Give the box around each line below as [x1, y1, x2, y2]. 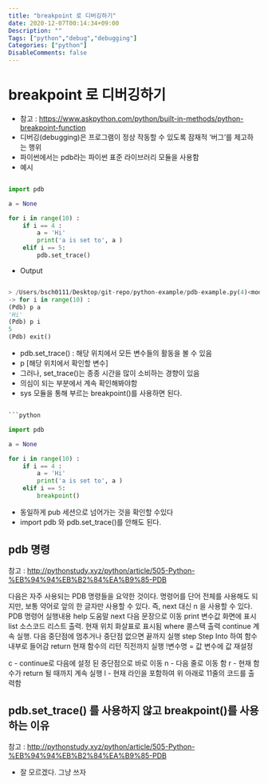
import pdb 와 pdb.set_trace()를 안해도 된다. [19, 517, 162, 526]
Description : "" [8, 26, 62, 34]
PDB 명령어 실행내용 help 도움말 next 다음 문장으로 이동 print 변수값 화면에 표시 [8, 611, 257, 621]
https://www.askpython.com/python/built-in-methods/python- [38, 114, 244, 123]
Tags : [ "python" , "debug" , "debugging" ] [8, 34, 137, 42]
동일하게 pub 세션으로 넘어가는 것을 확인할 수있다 [19, 507, 174, 517]
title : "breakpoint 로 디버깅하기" [8, 11, 116, 20]
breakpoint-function [19, 122, 86, 132]
